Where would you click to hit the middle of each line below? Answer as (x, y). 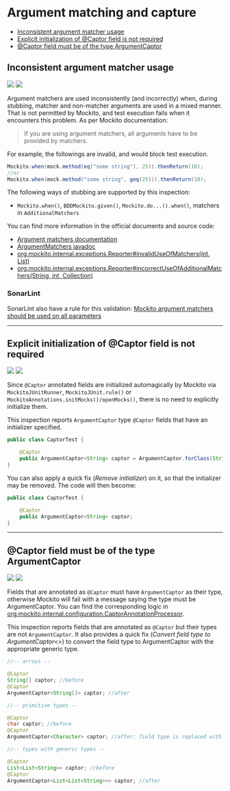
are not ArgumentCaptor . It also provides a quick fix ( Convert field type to (109, 634)
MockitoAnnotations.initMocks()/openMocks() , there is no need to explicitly (113, 399)
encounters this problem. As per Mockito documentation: (88, 120)
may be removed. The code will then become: (72, 485)
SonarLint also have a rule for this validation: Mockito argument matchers (110, 308)
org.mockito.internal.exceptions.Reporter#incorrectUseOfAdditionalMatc (119, 268)
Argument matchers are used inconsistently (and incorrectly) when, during (112, 98)
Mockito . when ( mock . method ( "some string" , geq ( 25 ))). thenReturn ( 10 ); (107, 179)
